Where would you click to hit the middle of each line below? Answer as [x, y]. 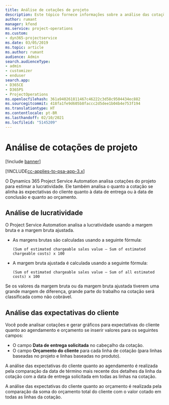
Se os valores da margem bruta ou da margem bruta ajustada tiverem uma [82, 286]
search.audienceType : [28, 62]
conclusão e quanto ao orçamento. [41, 197]
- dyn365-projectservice [31, 38]
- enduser [16, 76]
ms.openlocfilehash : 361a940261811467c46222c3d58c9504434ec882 [73, 99]
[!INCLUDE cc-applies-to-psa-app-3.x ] [45, 171]
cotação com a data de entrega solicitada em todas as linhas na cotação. [81, 377]
